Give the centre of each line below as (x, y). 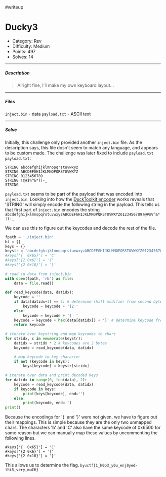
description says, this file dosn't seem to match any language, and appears (82, 147)
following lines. (21, 438)
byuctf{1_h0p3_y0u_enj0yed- (109, 466)
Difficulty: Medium (31, 46)
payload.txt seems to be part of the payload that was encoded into (74, 194)
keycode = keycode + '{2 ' (51, 306)
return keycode (30, 325)
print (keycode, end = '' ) (47, 403)
